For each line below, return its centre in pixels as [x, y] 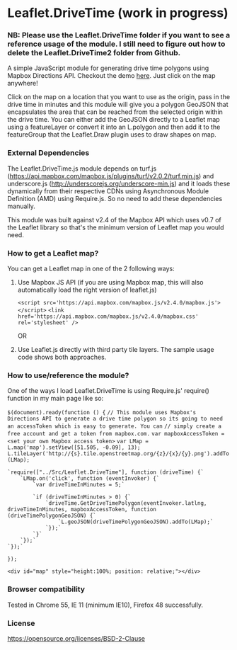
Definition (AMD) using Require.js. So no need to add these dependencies [115, 198]
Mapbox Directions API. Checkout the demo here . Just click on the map [111, 76]
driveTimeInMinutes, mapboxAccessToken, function [82, 510]
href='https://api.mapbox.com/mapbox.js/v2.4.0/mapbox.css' [108, 317]
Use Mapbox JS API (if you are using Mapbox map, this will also [110, 283]
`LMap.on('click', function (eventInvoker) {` [90, 479]
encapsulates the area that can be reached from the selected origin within [115, 112]
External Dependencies [48, 153]
